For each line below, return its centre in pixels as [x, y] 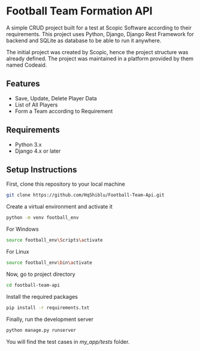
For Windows [22, 229]
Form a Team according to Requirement [64, 111]
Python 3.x [28, 144]
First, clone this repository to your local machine [66, 184]
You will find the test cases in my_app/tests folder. [68, 341]
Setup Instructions [42, 169]
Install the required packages [42, 296]
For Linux [18, 252]
